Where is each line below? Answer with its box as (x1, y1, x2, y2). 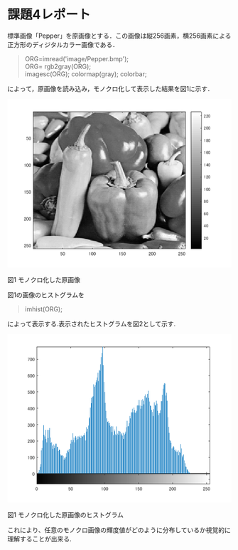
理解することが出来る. (7, 534, 72, 543)
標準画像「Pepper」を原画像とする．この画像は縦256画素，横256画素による (7, 31, 232, 40)
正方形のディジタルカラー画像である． (7, 40, 119, 48)
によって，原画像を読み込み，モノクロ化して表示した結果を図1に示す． (7, 84, 215, 93)
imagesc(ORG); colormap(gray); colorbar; (24, 69, 147, 78)
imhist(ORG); (24, 304, 63, 313)
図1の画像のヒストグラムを (7, 290, 85, 299)
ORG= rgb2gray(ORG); (24, 62, 91, 71)
